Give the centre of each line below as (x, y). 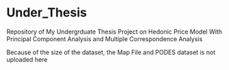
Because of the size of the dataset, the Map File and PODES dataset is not (111, 52)
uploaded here (27, 59)
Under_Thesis (47, 13)
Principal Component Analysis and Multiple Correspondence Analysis (105, 38)
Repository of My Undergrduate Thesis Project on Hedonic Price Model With (114, 32)
